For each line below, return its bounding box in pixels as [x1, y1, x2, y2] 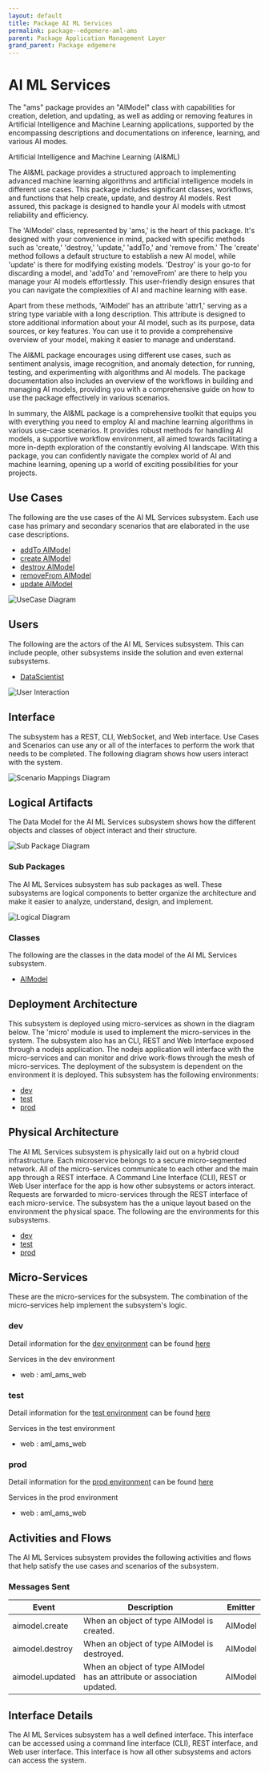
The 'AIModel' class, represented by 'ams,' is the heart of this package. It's [8, 226, 255, 236]
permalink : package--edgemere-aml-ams [8, 26, 138, 34]
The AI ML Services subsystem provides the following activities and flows [8, 1553, 251, 1562]
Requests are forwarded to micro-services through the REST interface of [8, 1189, 248, 1199]
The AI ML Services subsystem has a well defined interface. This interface [8, 1730, 254, 1739]
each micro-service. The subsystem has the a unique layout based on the [8, 1198, 251, 1207]
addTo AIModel [19, 545, 70, 554]
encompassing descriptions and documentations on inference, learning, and [8, 128, 260, 138]
